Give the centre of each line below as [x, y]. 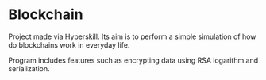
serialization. [29, 68]
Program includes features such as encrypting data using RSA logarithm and [133, 60]
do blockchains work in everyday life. [69, 44]
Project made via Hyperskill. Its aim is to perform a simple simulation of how [132, 36]
